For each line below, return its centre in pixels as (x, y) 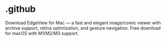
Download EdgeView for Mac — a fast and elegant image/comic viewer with (83, 23)
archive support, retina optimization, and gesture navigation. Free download (83, 28)
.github (20, 9)
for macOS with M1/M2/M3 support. (42, 33)
